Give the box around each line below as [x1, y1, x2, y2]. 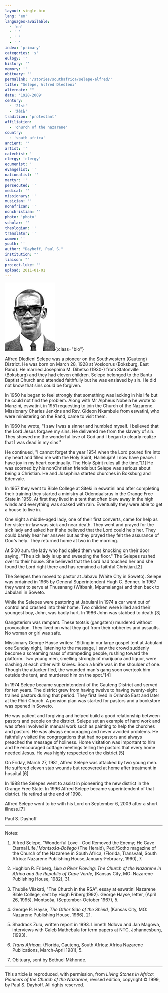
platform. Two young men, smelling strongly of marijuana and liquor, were [5, 655, 157, 661]
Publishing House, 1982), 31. [12, 876, 71, 882]
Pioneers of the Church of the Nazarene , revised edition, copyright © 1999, [5, 976, 160, 982]
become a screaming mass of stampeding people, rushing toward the [5, 650, 148, 656]
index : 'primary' [5, 45, 41, 50]
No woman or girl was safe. [5, 630, 62, 636]
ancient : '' [5, 141, 30, 146]
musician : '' [5, 199, 32, 204]
